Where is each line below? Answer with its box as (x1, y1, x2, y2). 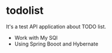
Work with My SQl (14, 34, 58, 41)
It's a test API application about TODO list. (6, 23, 106, 30)
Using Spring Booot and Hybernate (14, 40, 99, 47)
